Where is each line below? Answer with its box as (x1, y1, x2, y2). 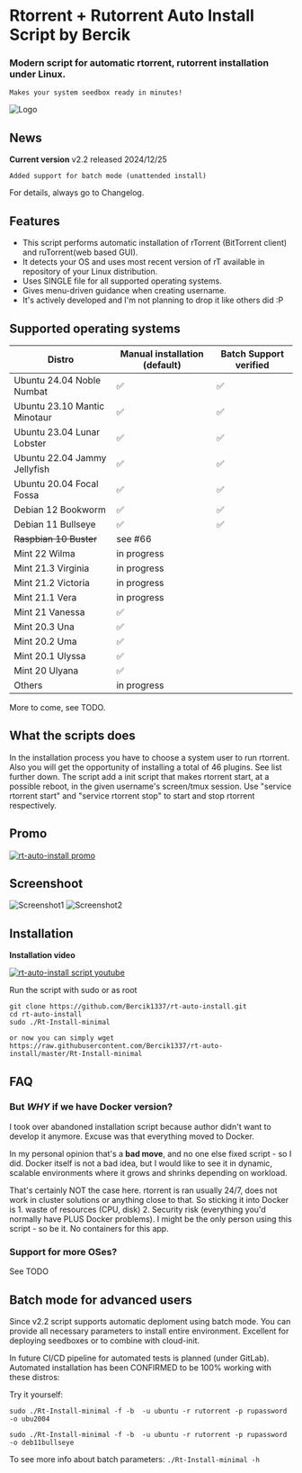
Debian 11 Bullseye (13, 518, 96, 530)
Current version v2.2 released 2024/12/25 (9, 154, 168, 165)
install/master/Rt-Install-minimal (9, 1050, 143, 1059)
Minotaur (13, 411, 52, 423)
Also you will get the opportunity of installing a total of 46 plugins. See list (9, 762, 282, 773)
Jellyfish (13, 463, 50, 475)
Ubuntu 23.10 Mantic (13, 400, 105, 412)
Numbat (13, 384, 48, 397)
